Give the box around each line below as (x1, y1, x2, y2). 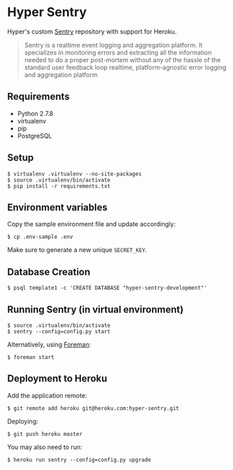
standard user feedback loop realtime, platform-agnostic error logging (24, 63, 227, 71)
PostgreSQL (17, 131, 52, 140)
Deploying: (7, 417, 38, 425)
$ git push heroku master (7, 430, 82, 437)
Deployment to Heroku (7, 373, 107, 385)
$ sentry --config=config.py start (7, 328, 111, 335)
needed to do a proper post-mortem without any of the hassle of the (24, 55, 221, 64)
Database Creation (7, 266, 91, 278)
